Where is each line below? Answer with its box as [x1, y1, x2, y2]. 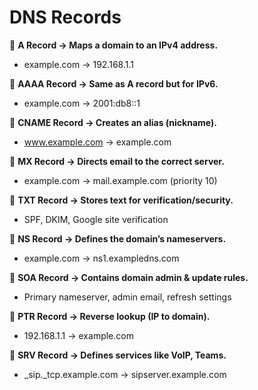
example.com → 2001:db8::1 [23, 97, 141, 109]
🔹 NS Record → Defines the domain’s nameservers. [9, 232, 227, 245]
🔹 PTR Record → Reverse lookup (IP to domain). [9, 310, 211, 322]
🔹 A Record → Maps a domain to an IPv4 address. [9, 39, 219, 51]
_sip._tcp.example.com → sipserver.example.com [23, 368, 227, 380]
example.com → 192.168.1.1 [23, 58, 134, 70]
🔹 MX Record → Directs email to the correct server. [9, 155, 225, 167]
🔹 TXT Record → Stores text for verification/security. [9, 194, 234, 206]
